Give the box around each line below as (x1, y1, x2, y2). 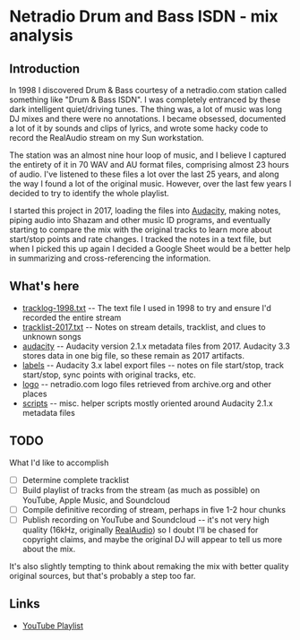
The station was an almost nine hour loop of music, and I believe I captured (9, 150, 287, 160)
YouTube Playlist (21, 620, 83, 631)
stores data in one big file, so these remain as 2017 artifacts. (21, 350, 244, 360)
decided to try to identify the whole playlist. (9, 188, 170, 198)
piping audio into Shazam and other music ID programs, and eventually (9, 215, 271, 225)
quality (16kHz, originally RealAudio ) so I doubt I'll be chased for (21, 524, 259, 535)
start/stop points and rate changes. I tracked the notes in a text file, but (9, 234, 271, 244)
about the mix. (21, 543, 76, 554)
